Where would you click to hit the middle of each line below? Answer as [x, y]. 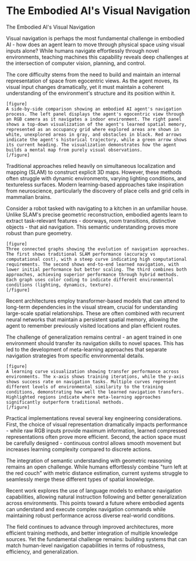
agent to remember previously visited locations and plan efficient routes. [94, 325]
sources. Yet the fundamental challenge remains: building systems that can [97, 539]
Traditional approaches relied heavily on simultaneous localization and [91, 166]
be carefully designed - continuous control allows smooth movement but [94, 443]
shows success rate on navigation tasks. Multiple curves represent [91, 381]
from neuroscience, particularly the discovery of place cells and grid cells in [98, 191]
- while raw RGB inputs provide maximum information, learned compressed [97, 431]
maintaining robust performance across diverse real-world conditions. [90, 515]
